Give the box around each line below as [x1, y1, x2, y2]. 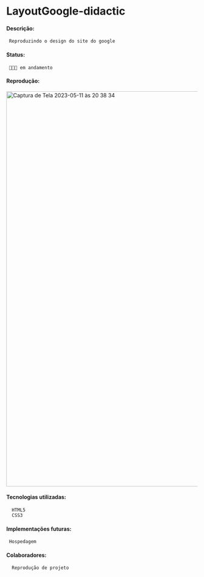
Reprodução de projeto [12, 565, 69, 571]
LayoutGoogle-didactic [6, 4, 126, 18]
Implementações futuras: [6, 525, 72, 533]
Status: [6, 50, 25, 58]
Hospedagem [8, 539, 36, 545]
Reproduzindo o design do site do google [8, 38, 115, 44]
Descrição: [6, 24, 35, 32]
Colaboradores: [6, 551, 47, 559]
